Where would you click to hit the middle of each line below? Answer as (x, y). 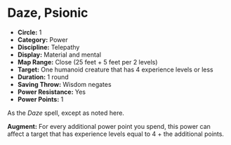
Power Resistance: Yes (52, 92)
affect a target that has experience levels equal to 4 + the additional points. (116, 134)
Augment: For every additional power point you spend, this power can (109, 126)
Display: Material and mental (59, 55)
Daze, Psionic (48, 13)
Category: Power (42, 39)
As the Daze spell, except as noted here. (66, 113)
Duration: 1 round (43, 77)
